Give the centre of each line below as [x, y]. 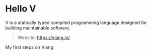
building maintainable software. [38, 27]
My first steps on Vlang [29, 47]
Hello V [21, 9]
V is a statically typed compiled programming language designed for [76, 22]
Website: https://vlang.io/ [44, 37]
